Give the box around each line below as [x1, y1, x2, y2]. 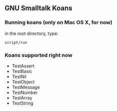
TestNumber [11, 89, 38, 95]
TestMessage [11, 84, 40, 90]
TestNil [11, 73, 27, 79]
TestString [11, 100, 33, 106]
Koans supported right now [4, 51, 73, 58]
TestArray [11, 94, 32, 100]
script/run [4, 40, 27, 45]
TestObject [11, 78, 35, 84]
